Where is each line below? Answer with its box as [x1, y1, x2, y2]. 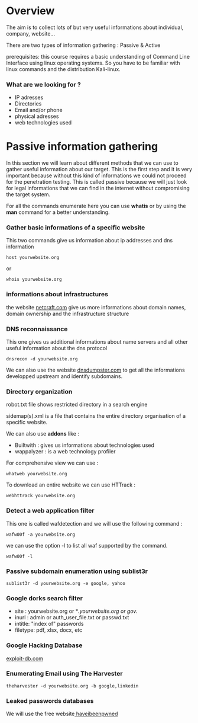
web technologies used [14, 119, 72, 126]
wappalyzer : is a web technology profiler [14, 448, 116, 455]
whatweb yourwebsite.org [6, 471, 67, 477]
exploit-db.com [6, 655, 43, 662]
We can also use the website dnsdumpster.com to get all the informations [6, 366, 185, 374]
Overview [6, 4, 55, 18]
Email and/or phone [14, 107, 63, 114]
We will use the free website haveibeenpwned [6, 710, 118, 718]
